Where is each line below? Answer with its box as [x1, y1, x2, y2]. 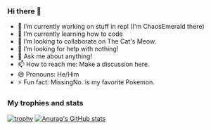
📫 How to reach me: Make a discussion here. [17, 60, 150, 69]
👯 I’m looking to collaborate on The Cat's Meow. [17, 37, 157, 46]
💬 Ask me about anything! [17, 52, 93, 60]
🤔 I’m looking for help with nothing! [17, 45, 119, 53]
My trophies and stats [7, 98, 84, 108]
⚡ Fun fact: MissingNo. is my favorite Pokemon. [17, 78, 155, 86]
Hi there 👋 [7, 6, 42, 16]
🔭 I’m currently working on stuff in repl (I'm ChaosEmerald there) [17, 22, 205, 31]
